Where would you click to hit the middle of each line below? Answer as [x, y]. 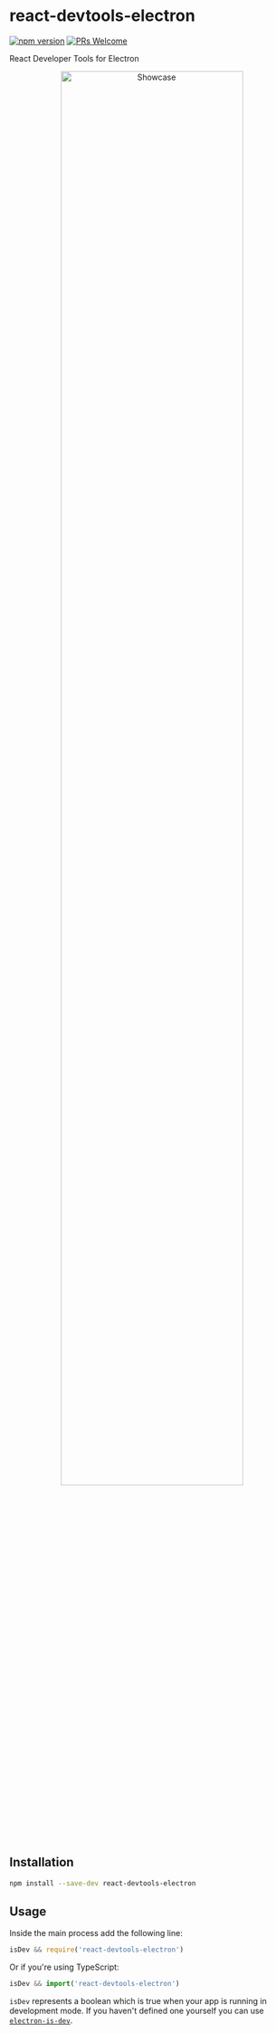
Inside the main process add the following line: [96, 1933]
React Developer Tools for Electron [75, 58]
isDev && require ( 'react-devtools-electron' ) [96, 1950]
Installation [42, 1862]
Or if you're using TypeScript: [64, 1967]
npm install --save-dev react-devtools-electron [103, 1883]
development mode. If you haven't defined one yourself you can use [137, 2011]
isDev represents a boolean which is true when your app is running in [138, 2001]
